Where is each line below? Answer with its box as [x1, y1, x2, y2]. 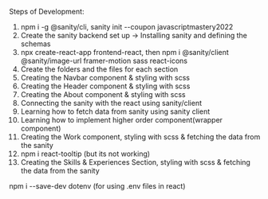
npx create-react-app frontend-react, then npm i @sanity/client [20, 48, 230, 57]
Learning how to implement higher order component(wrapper [20, 115, 223, 124]
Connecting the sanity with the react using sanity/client [20, 99, 203, 107]
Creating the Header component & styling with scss [20, 81, 191, 91]
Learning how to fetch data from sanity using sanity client [20, 107, 211, 116]
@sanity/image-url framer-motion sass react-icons [20, 56, 188, 65]
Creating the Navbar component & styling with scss [20, 73, 191, 82]
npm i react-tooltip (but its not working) [20, 149, 151, 158]
